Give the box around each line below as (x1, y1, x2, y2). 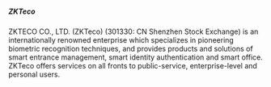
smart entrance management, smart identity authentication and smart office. (8, 52, 263, 62)
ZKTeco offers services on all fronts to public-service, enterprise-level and (8, 60, 257, 70)
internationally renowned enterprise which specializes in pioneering (8, 35, 235, 44)
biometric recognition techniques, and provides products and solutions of (8, 43, 253, 53)
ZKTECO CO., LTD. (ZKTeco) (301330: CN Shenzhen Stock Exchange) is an (8, 27, 259, 36)
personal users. (8, 69, 61, 79)
